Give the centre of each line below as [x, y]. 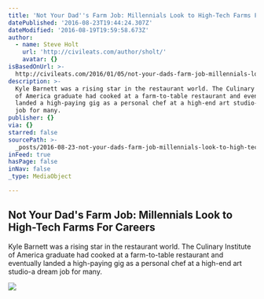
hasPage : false [33, 162]
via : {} [21, 125]
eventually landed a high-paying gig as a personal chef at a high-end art [125, 263]
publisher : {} [31, 118]
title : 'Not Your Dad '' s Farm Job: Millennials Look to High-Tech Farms [130, 15]
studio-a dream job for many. [55, 271]
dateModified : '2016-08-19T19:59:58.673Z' [79, 30]
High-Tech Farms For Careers [82, 228]
